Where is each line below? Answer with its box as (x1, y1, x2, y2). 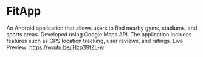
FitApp (6, 4, 41, 18)
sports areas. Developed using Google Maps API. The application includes (6, 30, 192, 38)
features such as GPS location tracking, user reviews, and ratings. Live (6, 37, 184, 44)
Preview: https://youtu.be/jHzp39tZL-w (6, 44, 105, 51)
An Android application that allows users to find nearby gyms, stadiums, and (6, 24, 198, 32)
